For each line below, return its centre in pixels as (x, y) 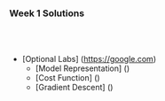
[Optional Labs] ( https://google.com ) (89, 59)
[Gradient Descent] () (74, 88)
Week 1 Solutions (47, 13)
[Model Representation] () (82, 68)
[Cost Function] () (67, 78)
